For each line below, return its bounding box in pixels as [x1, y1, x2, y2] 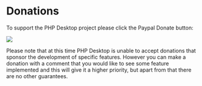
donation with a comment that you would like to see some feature [6, 60, 169, 67]
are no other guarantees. [6, 72, 68, 79]
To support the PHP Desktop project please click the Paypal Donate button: [6, 24, 194, 31]
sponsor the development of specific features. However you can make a [6, 53, 186, 61]
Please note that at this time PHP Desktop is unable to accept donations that [6, 47, 197, 54]
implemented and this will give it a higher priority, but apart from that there [6, 66, 192, 73]
